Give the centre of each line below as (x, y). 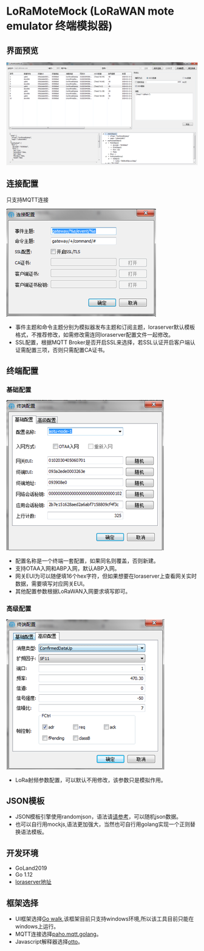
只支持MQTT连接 (28, 199)
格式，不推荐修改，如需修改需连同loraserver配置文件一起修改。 (94, 334)
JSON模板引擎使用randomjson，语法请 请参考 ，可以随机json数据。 (98, 817)
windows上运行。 (37, 926)
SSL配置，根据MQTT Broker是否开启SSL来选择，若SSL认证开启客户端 (102, 342)
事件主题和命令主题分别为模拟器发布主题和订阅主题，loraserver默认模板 (105, 327)
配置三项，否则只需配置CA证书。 (67, 350)
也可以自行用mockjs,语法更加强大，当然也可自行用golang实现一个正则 (103, 824)
